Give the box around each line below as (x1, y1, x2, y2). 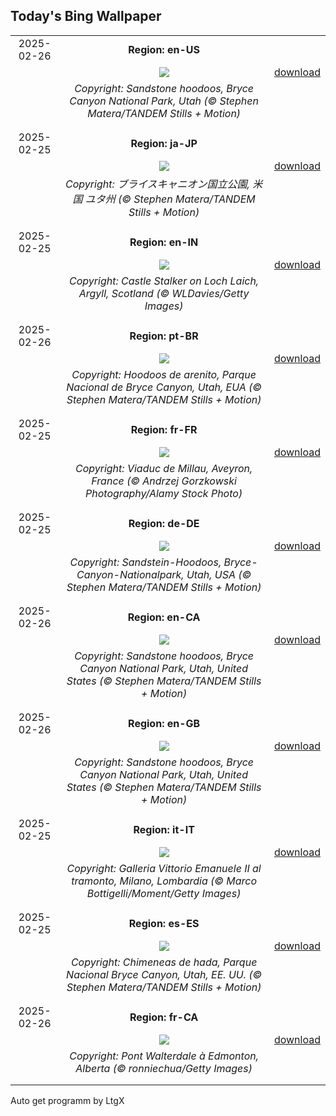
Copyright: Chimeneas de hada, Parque (70, 955, 258, 969)
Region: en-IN (129, 235, 199, 249)
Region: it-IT (133, 822, 195, 836)
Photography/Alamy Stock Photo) (85, 486, 243, 500)
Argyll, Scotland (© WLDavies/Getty (78, 286, 250, 300)
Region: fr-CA (129, 1010, 199, 1024)
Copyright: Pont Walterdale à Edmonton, (69, 1049, 259, 1063)
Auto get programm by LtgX (10, 1094, 125, 1106)
